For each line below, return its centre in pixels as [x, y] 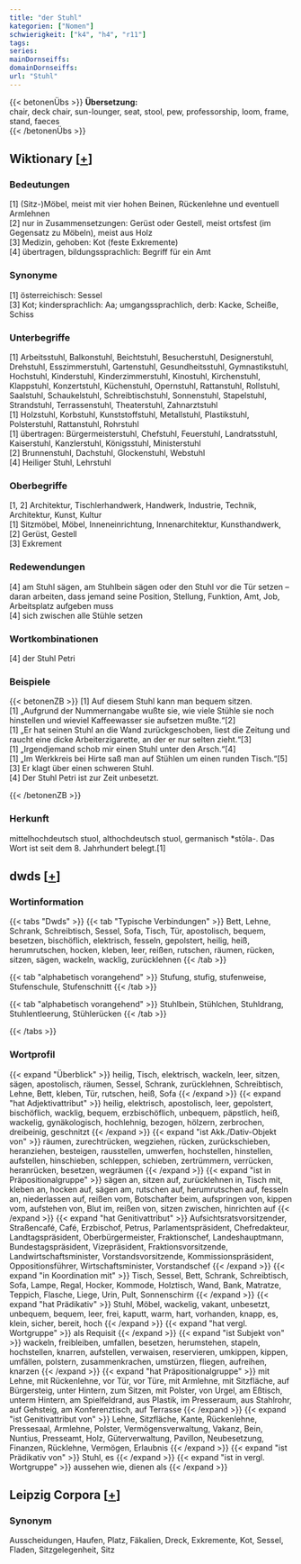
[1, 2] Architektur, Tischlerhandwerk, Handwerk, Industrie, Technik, [133, 505]
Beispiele [30, 681]
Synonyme [34, 276]
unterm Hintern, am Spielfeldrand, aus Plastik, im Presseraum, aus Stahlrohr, [150, 1400]
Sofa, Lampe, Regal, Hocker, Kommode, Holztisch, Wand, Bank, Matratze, [146, 1285]
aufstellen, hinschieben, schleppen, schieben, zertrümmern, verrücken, [142, 1160]
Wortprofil [32, 1055]
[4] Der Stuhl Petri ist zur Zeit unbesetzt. [84, 778]
